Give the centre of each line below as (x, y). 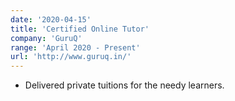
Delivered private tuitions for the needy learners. (124, 85)
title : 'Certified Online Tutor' (80, 29)
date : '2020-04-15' (51, 19)
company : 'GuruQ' (46, 38)
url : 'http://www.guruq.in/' (71, 57)
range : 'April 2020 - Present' (75, 47)
